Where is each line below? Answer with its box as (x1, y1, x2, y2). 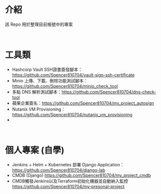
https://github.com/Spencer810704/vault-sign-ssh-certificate (12, 72, 135, 78)
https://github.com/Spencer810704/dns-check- (61, 89, 156, 95)
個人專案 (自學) (5, 145, 64, 156)
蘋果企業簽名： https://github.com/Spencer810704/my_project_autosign (12, 100, 154, 106)
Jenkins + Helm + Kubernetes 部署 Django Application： (12, 162, 124, 167)
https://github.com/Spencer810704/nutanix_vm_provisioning (12, 112, 133, 117)
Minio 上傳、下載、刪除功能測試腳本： (12, 78, 88, 83)
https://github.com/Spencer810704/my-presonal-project (12, 183, 125, 189)
